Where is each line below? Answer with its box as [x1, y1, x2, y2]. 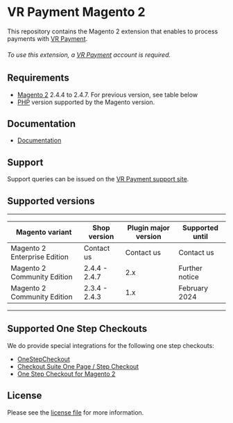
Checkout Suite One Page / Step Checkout [17, 362, 139, 370]
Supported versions [7, 195, 95, 207]
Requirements [7, 72, 69, 84]
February [178, 283, 208, 292]
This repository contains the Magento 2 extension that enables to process [7, 27, 218, 35]
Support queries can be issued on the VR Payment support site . [7, 175, 189, 183]
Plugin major [127, 223, 170, 233]
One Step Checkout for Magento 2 [17, 370, 116, 378]
